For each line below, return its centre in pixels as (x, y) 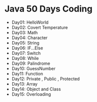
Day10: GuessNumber (33, 68)
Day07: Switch (26, 53)
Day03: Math (25, 32)
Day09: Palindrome (31, 63)
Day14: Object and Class (36, 89)
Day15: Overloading (31, 94)
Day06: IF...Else (27, 48)
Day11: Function (27, 73)
